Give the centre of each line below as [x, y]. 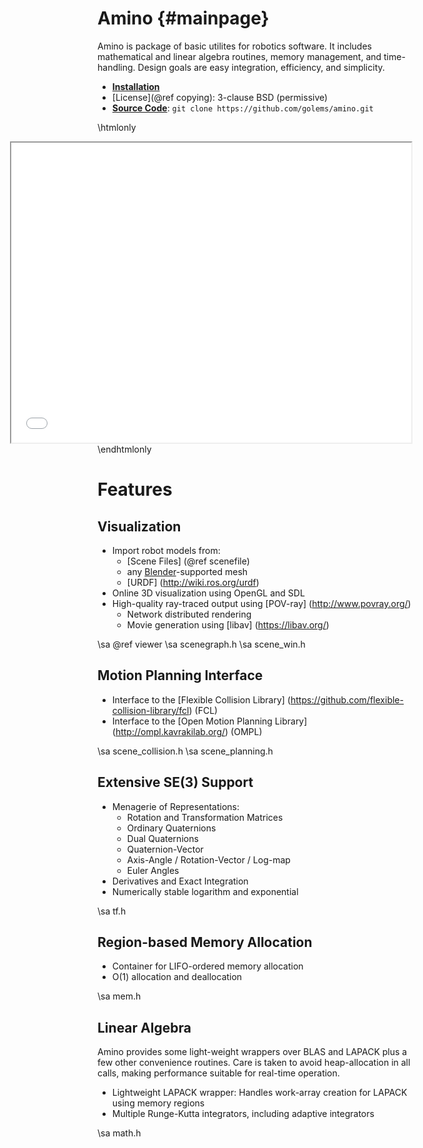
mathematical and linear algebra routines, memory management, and [239, 56]
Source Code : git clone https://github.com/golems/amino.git [242, 108]
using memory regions [158, 1103]
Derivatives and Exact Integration [180, 881]
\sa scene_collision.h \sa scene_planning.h [185, 751]
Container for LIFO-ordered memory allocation [207, 966]
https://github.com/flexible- [347, 699]
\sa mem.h [119, 996]
